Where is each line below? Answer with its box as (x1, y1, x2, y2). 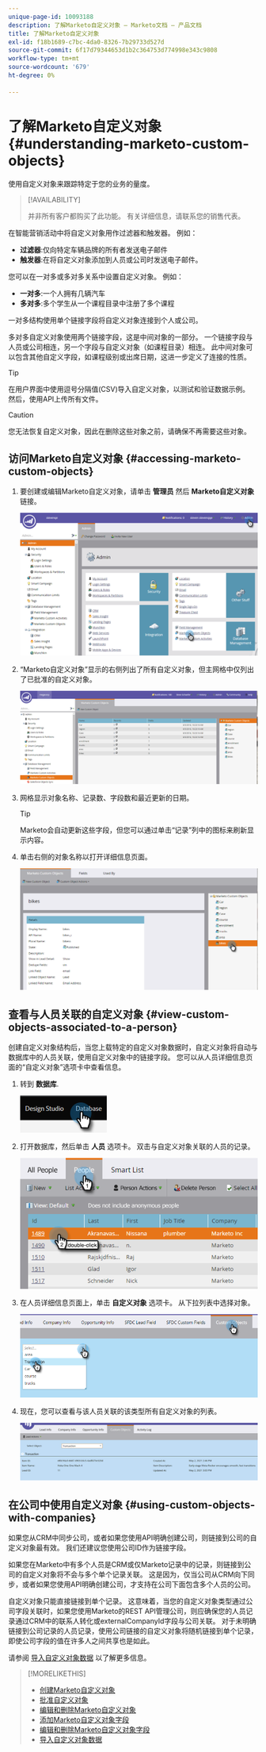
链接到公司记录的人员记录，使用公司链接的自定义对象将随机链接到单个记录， (8, 1626, 258, 1635)
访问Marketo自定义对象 (8, 451, 124, 465)
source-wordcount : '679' (8, 63, 90, 71)
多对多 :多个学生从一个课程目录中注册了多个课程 (19, 298, 175, 308)
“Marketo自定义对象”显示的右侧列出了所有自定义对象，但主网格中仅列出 (19, 665, 255, 674)
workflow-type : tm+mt (8, 55, 80, 63)
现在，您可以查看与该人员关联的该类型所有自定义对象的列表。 (19, 1407, 222, 1416)
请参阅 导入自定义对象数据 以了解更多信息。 (8, 1653, 151, 1662)
